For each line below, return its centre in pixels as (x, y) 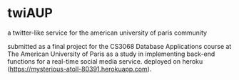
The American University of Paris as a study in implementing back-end (111, 54)
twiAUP (30, 13)
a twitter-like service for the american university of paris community (107, 33)
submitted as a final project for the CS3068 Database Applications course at (119, 46)
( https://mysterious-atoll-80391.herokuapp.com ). (80, 69)
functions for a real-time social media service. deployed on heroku (105, 61)
